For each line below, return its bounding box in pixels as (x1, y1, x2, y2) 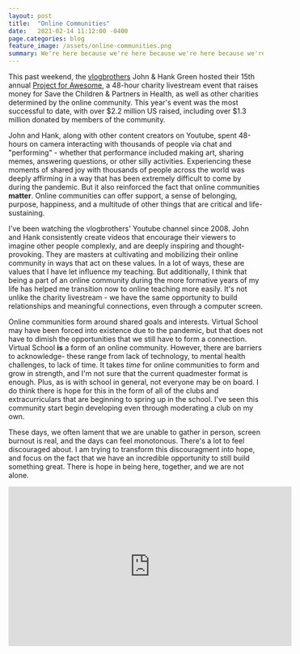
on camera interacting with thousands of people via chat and (29, 139, 232, 148)
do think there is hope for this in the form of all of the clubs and (8, 386, 219, 395)
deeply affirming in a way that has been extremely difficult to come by (8, 173, 242, 183)
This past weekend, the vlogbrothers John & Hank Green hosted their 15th (8, 72, 255, 81)
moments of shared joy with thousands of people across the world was (8, 165, 245, 174)
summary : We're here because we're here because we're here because (8, 49, 244, 58)
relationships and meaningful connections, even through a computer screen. (8, 301, 263, 310)
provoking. (8, 250, 44, 259)
